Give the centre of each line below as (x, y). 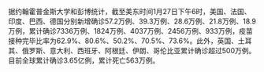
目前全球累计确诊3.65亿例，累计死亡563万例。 (84, 60)
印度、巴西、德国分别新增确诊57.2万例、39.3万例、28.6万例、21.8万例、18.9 (132, 21)
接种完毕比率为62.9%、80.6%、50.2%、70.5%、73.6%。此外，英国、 (123, 41)
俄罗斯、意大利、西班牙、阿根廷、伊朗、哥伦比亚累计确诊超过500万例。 (139, 50)
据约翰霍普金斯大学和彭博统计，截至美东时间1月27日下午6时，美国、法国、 (130, 11)
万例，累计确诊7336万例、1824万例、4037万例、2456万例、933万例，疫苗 (131, 31)
